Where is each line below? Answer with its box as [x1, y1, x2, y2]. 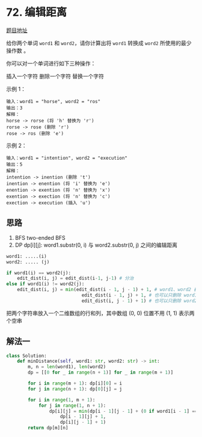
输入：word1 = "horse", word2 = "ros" [6, 98, 101, 104]
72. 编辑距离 [6, 5, 67, 19]
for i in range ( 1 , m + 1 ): [28, 397, 96, 403]
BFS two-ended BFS [14, 234, 66, 241]
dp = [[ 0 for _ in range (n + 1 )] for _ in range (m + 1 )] [28, 369, 174, 376]
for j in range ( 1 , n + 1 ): [38, 402, 106, 409]
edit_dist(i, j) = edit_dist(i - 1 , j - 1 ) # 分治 [17, 275, 134, 281]
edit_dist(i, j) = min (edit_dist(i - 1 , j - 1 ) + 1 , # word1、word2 [17, 287, 191, 293]
